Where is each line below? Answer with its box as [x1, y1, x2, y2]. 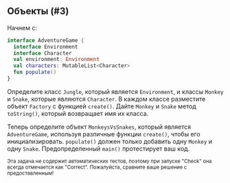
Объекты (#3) [7, 5, 69, 17]
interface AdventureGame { [7, 37, 84, 44]
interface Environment [13, 43, 78, 50]
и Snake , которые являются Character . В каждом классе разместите [7, 95, 206, 103]
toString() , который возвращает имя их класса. [7, 109, 149, 117]
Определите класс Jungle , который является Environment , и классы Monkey [7, 87, 225, 95]
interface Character [13, 49, 72, 57]
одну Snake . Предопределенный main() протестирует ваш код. [7, 144, 190, 153]
